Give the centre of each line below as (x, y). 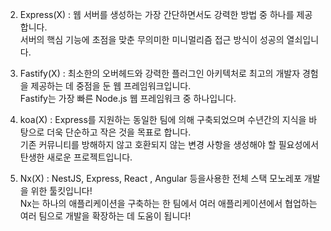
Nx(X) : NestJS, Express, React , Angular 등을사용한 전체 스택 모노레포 (160, 178)
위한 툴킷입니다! (61, 191)
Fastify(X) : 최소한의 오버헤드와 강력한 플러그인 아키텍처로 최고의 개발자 (160, 73)
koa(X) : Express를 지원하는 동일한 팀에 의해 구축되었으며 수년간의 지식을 (163, 119)
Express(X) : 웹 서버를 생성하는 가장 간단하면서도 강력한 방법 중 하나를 (157, 14)
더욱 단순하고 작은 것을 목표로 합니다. (119, 132)
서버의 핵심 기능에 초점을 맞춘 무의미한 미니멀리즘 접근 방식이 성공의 (152, 39)
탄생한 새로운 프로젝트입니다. (76, 157)
